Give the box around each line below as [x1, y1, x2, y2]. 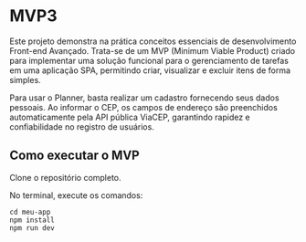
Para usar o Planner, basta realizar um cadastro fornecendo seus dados [9, 92, 280, 103]
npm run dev [9, 223, 55, 233]
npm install [9, 216, 55, 225]
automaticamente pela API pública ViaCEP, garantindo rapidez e [9, 111, 251, 122]
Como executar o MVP [9, 148, 140, 163]
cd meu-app [9, 207, 51, 216]
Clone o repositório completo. [9, 172, 121, 183]
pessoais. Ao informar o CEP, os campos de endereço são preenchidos [9, 101, 279, 112]
